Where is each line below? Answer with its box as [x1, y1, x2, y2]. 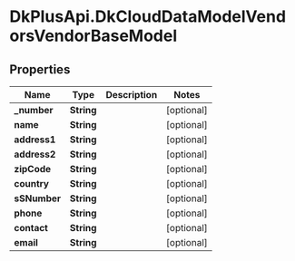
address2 [14, 148, 56, 160]
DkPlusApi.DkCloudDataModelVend [9, 6, 287, 27]
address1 [14, 133, 56, 146]
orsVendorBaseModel [9, 25, 178, 46]
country [14, 178, 50, 189]
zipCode [14, 163, 52, 175]
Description [105, 89, 158, 101]
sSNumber [14, 192, 62, 205]
